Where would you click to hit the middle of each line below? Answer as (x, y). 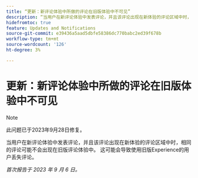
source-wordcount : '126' (36, 45)
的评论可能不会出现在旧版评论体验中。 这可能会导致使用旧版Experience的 (95, 149)
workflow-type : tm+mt (33, 39)
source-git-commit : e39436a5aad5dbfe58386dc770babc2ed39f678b (84, 34)
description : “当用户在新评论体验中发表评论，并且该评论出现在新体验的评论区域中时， (99, 17)
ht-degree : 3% (24, 50)
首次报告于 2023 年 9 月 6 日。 (43, 169)
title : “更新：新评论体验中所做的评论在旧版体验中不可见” (68, 11)
